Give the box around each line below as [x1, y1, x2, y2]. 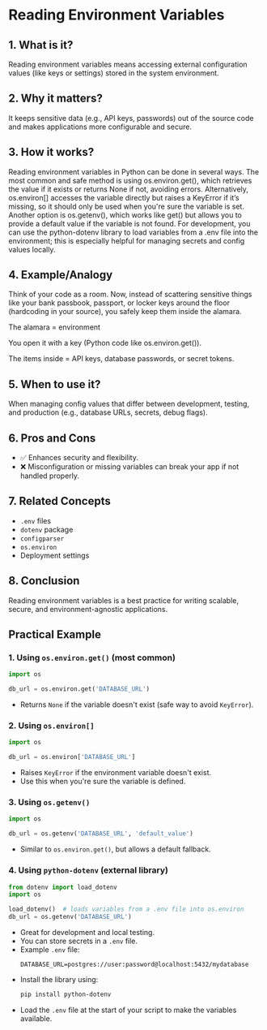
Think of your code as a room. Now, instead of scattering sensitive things [8, 290, 252, 300]
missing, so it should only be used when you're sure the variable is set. [8, 201, 245, 211]
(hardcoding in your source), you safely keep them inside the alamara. [8, 307, 242, 317]
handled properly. [19, 471, 79, 481]
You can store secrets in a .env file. [19, 936, 138, 946]
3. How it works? [8, 145, 95, 159]
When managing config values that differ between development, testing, [8, 399, 249, 409]
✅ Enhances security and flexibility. [19, 453, 139, 463]
